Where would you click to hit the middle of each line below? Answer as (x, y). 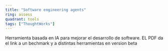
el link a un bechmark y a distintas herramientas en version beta (71, 43)
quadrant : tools (22, 19)
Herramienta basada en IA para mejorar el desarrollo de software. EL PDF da (84, 38)
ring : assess (19, 14)
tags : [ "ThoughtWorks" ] (30, 24)
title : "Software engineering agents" (46, 10)
